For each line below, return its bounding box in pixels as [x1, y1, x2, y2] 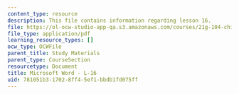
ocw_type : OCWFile [7, 43, 62, 50]
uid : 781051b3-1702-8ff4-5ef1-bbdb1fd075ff [7, 76, 139, 83]
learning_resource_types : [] [7, 37, 94, 44]
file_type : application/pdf [7, 30, 91, 37]
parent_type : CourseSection [7, 57, 91, 64]
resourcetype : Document [7, 63, 78, 70]
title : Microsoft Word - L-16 [7, 69, 97, 76]
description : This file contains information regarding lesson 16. [7, 17, 212, 24]
